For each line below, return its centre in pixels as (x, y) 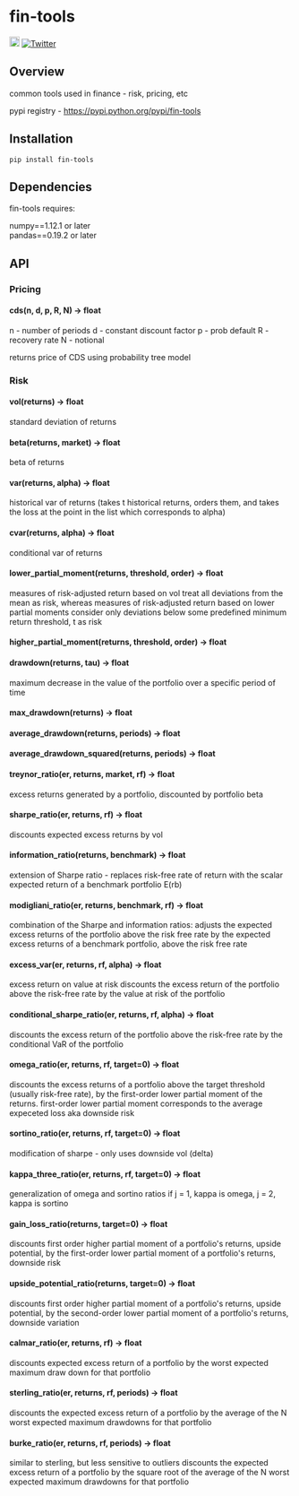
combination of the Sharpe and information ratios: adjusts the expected (141, 925)
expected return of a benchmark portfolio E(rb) (96, 885)
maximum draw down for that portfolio (80, 1372)
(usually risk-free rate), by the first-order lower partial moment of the (136, 1094)
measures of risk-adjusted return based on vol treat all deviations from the (146, 592)
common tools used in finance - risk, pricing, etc (98, 93)
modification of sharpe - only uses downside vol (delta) (111, 1154)
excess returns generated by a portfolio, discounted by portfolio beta (137, 794)
